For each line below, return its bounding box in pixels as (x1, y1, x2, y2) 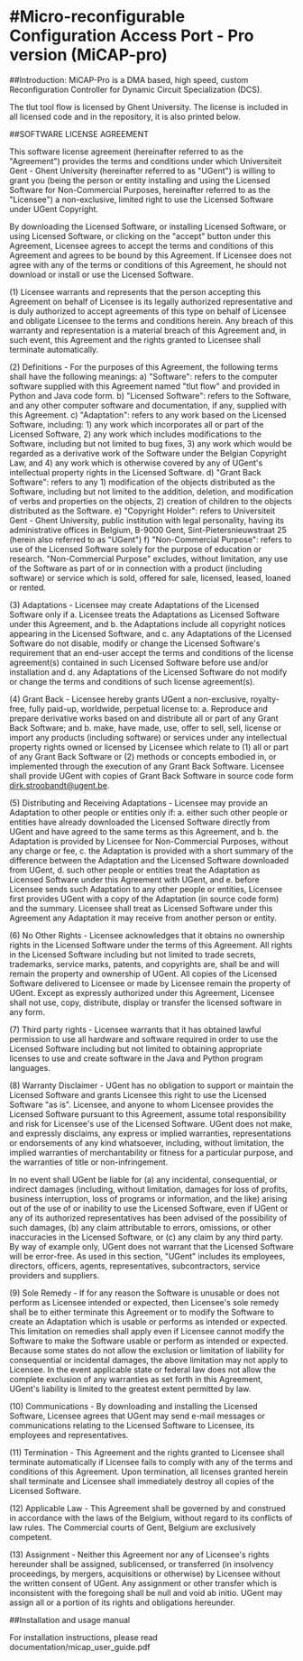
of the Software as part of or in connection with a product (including (9, 562, 263, 574)
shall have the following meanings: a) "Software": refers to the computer (9, 371, 278, 382)
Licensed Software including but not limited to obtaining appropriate (9, 1043, 262, 1054)
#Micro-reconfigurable (9, 6, 186, 27)
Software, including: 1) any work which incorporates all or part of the (9, 419, 264, 429)
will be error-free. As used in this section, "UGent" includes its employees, (9, 1250, 286, 1261)
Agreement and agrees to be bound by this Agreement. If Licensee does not (9, 250, 292, 261)
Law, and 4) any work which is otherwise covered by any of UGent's (9, 457, 263, 468)
